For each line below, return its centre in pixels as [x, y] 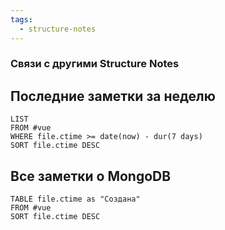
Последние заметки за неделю [113, 96]
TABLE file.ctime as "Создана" [75, 199]
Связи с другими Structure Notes [95, 64]
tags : [21, 19]
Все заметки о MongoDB [91, 176]
